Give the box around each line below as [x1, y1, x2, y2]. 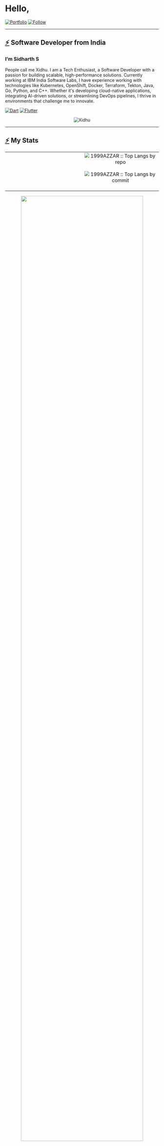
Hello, [5, 3, 30, 14]
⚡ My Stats [5, 137, 39, 145]
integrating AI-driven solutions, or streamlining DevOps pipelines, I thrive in [5, 92, 156, 98]
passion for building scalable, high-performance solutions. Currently [5, 72, 143, 78]
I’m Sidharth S [5, 56, 39, 63]
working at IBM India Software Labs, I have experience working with [5, 77, 142, 83]
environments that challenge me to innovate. [5, 98, 95, 104]
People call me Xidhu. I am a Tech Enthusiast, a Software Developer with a [5, 67, 155, 72]
